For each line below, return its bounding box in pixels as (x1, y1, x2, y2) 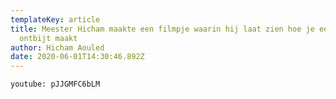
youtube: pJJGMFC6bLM (10, 79, 101, 90)
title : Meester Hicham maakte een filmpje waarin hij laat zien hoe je (10, 24, 315, 34)
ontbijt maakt (19, 33, 78, 43)
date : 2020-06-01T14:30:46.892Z (10, 52, 145, 62)
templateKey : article (10, 14, 101, 25)
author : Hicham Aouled (10, 42, 105, 53)
